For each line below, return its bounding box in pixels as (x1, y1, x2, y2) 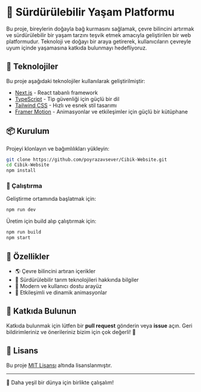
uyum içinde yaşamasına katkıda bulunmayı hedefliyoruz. (6, 44, 148, 51)
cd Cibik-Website (6, 162, 50, 168)
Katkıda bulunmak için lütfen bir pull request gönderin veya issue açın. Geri (6, 322, 193, 329)
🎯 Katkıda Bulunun (6, 306, 77, 316)
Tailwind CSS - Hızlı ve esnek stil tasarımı (14, 102, 117, 109)
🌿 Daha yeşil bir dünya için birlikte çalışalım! (6, 379, 114, 386)
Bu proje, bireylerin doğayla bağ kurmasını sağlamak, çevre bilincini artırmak (6, 25, 194, 32)
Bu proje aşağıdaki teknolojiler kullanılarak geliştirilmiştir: (6, 77, 145, 84)
